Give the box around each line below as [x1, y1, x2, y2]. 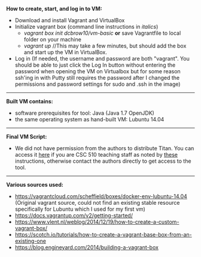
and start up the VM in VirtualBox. [23, 49, 108, 56]
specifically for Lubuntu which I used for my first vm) [14, 205, 145, 213]
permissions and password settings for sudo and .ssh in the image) [14, 80, 181, 88]
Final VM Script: [6, 133, 47, 140]
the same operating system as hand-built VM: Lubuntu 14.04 [14, 116, 165, 122]
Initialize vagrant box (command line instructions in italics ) [14, 23, 159, 30]
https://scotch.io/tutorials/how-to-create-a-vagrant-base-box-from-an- [14, 231, 193, 238]
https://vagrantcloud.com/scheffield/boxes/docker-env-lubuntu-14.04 [14, 193, 187, 200]
